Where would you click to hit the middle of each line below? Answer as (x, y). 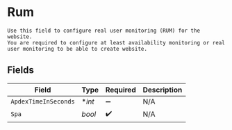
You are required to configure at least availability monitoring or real (116, 42)
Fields (21, 70)
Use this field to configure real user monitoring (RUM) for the (103, 31)
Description (163, 90)
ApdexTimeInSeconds (43, 101)
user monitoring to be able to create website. (77, 49)
